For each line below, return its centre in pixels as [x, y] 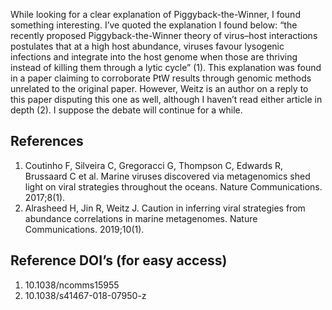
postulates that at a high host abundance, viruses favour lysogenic [147, 46]
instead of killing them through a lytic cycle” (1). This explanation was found [166, 67]
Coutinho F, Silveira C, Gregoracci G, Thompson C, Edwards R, [153, 165]
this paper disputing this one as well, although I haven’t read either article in [166, 99]
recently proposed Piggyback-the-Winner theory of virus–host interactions [164, 35]
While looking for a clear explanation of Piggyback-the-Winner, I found [155, 14]
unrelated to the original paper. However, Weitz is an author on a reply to [159, 88]
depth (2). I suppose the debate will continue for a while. [126, 110]
